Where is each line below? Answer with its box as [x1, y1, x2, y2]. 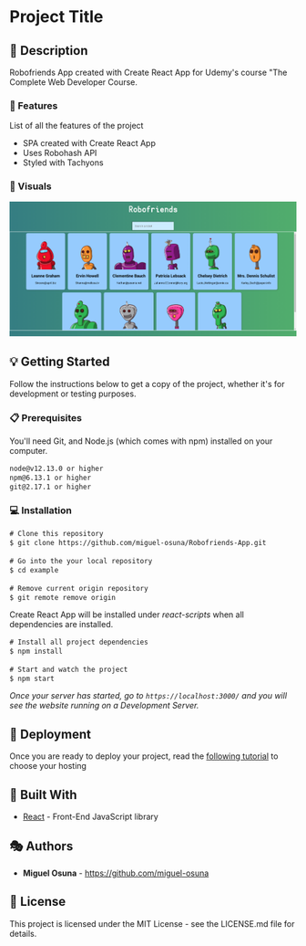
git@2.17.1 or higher [9, 482, 92, 492]
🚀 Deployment [9, 726, 91, 741]
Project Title [9, 6, 104, 27]
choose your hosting [9, 761, 87, 772]
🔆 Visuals [9, 180, 52, 193]
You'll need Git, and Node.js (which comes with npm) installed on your [9, 436, 273, 447]
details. [9, 928, 37, 939]
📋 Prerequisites [9, 411, 82, 424]
